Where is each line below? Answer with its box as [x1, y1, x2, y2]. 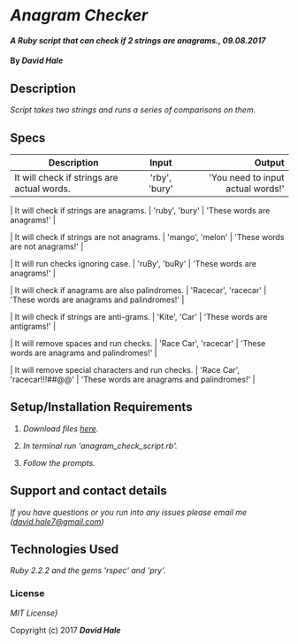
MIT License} [10, 608, 58, 618]
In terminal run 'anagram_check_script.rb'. [22, 440, 178, 451]
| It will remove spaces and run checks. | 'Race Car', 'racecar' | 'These [10, 338, 266, 348]
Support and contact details [10, 484, 167, 499]
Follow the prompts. [22, 457, 96, 468]
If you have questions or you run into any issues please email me [10, 507, 248, 517]
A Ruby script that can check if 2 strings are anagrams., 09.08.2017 [10, 35, 266, 45]
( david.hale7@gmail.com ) [10, 516, 104, 527]
